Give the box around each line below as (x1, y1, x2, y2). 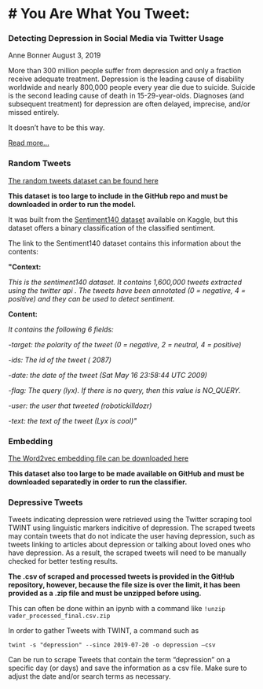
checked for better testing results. (8, 557, 119, 566)
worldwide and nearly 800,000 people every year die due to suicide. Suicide (8, 83, 256, 92)
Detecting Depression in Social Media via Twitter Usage (8, 33, 225, 44)
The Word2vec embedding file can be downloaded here (8, 454, 189, 463)
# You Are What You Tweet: (8, 5, 190, 23)
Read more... (8, 139, 49, 148)
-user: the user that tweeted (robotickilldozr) (8, 401, 152, 410)
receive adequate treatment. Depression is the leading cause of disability (8, 74, 245, 83)
